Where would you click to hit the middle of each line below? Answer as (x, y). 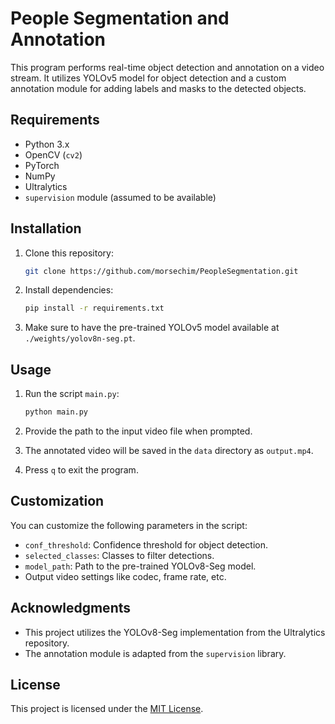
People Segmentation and (120, 18)
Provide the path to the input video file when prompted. (138, 431)
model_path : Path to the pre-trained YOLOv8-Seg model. (140, 566)
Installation (46, 228)
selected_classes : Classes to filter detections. (119, 555)
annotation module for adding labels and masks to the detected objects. (158, 88)
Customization (57, 501)
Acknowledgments (71, 608)
